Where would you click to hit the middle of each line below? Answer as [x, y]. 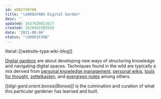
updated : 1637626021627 [30, 23]
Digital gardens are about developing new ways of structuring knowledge [80, 61]
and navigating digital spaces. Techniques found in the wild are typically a [80, 66]
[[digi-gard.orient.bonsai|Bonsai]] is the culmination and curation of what [80, 86]
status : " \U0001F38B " [27, 37]
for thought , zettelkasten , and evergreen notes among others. [68, 76]
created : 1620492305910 [30, 28]
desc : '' [14, 19]
